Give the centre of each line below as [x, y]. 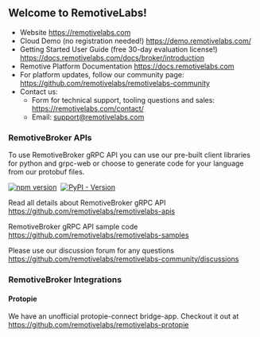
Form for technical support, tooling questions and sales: [123, 100]
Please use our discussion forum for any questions [91, 251]
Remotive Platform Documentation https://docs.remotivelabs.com [127, 66]
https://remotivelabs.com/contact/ [88, 108]
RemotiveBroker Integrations [65, 280]
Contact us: [39, 92]
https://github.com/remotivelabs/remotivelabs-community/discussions [124, 259]
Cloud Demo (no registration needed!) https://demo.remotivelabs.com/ [136, 41]
